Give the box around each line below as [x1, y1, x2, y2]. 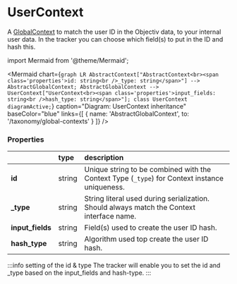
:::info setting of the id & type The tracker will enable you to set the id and [7, 261, 221, 270]
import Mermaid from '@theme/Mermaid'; [7, 56, 129, 64]
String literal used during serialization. [84, 194, 210, 204]
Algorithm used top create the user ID [84, 234, 209, 244]
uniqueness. [84, 183, 125, 192]
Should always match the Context [84, 202, 196, 212]
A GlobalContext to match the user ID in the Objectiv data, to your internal [7, 27, 221, 36]
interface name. [84, 211, 137, 221]
